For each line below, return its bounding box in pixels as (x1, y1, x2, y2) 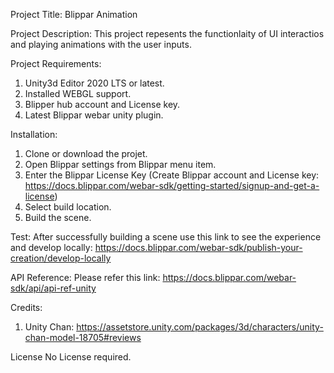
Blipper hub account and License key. (24, 99, 181, 110)
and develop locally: (10, 242, 93, 253)
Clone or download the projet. (24, 148, 148, 159)
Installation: (10, 129, 58, 140)
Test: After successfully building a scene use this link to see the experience (10, 231, 322, 243)
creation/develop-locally (10, 252, 112, 264)
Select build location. (24, 201, 112, 213)
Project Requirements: (10, 58, 102, 69)
